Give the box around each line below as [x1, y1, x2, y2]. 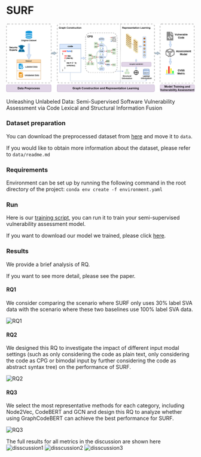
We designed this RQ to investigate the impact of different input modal [6, 344, 179, 352]
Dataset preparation [6, 119, 66, 128]
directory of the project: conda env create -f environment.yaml [6, 186, 163, 193]
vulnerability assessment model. [6, 220, 86, 228]
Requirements [6, 165, 48, 174]
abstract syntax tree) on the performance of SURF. [6, 364, 132, 371]
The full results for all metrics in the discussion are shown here [6, 438, 161, 445]
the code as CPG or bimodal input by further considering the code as [6, 357, 176, 364]
